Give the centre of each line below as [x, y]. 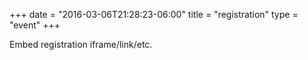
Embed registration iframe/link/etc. [81, 44]
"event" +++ [35, 25]
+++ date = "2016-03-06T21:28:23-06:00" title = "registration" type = [154, 14]
